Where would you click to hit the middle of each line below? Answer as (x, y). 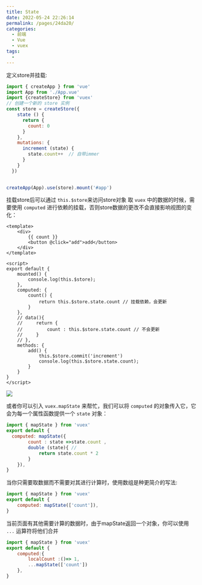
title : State (23, 12)
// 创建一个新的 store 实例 (38, 104)
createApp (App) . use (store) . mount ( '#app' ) (59, 188)
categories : (21, 29)
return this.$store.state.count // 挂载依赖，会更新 (103, 302)
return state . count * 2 (68, 453)
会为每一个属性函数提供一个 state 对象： (57, 413)
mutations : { (34, 143)
